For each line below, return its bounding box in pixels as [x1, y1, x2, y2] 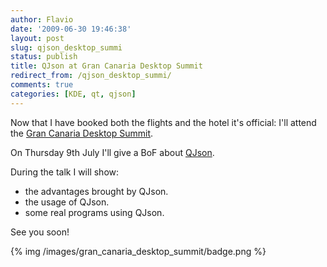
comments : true [10, 80, 74, 90]
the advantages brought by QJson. [24, 185, 169, 197]
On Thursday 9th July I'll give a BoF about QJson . [10, 146, 215, 158]
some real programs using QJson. [24, 206, 165, 218]
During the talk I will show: [10, 166, 120, 178]
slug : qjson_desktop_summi [10, 42, 123, 53]
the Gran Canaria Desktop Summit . [10, 127, 154, 139]
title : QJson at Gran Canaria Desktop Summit [10, 61, 203, 71]
